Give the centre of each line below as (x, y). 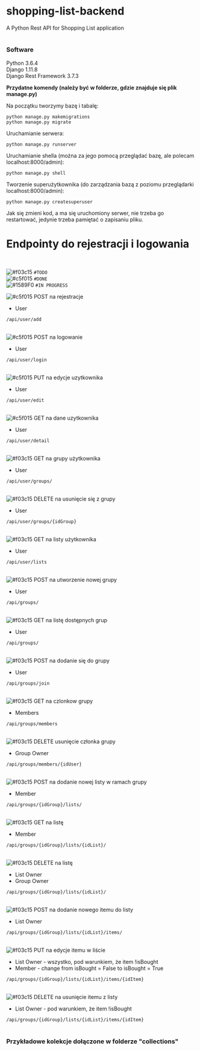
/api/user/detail (28, 441)
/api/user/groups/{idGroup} (42, 522)
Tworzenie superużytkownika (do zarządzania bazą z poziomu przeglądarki (100, 184)
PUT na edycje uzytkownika (69, 378)
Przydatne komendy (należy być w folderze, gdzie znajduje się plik (92, 87)
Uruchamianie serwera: (35, 133)
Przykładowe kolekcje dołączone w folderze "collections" (92, 1041)
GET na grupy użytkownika (67, 458)
